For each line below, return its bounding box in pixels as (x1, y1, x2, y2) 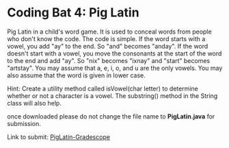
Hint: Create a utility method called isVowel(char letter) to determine (7, 84, 198, 92)
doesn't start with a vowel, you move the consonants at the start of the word (7, 49, 222, 58)
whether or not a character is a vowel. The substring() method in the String (7, 91, 218, 100)
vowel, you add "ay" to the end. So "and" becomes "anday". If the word (7, 42, 208, 50)
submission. (7, 119, 41, 127)
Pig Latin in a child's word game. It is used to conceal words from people (7, 27, 212, 36)
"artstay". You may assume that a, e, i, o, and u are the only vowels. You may (7, 64, 223, 72)
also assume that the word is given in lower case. (7, 71, 146, 79)
